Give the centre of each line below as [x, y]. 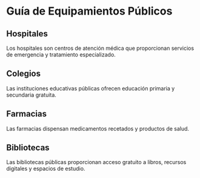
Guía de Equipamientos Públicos [89, 11]
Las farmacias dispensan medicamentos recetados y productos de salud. [98, 128]
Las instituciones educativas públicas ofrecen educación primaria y [91, 88]
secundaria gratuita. [31, 95]
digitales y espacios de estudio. [46, 169]
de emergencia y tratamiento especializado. [61, 55]
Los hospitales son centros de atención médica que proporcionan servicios [100, 48]
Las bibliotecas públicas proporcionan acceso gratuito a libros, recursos [96, 162]
